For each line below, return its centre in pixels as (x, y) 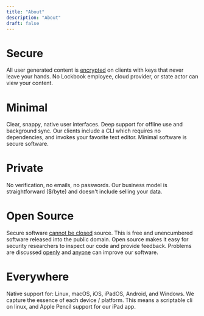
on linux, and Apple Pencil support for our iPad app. (71, 307)
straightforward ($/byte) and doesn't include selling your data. (84, 191)
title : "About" (26, 12)
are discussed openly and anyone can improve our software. (82, 252)
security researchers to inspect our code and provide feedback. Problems (99, 246)
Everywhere (37, 277)
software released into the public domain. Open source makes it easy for (97, 239)
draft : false (23, 23)
